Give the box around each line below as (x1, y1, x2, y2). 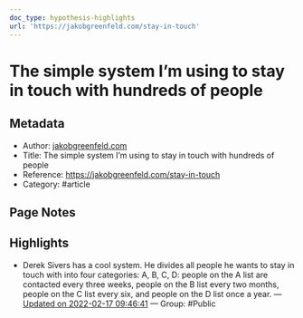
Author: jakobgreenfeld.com (22, 140, 128, 150)
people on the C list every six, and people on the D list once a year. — (22, 288, 282, 299)
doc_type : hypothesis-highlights (9, 13, 136, 23)
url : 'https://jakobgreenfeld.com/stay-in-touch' (9, 22, 201, 31)
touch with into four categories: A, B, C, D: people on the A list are (22, 269, 269, 280)
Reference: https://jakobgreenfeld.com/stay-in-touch (22, 169, 221, 179)
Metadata (9, 116, 65, 131)
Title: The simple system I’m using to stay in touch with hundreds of (22, 149, 275, 160)
